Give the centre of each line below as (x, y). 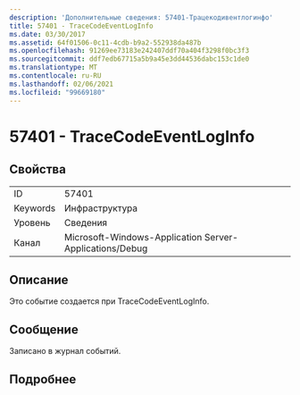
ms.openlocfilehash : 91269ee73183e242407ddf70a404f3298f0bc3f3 (129, 51)
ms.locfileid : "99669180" (57, 92)
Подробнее (43, 379)
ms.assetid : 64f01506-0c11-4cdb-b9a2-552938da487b (105, 42)
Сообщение (44, 329)
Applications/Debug (106, 248)
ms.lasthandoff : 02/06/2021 (62, 84)
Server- (221, 237)
